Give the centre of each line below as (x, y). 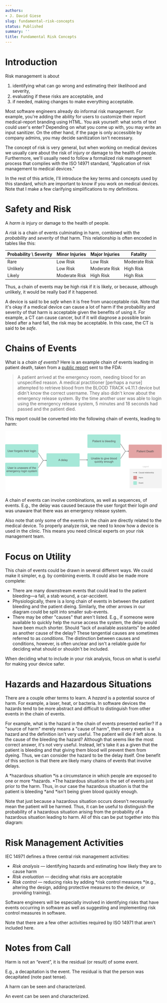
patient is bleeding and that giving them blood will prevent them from (76, 750)
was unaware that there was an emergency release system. (66, 511)
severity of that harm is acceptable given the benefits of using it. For (75, 312)
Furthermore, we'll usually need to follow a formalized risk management (79, 158)
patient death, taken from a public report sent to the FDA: (64, 367)
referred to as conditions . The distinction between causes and (76, 639)
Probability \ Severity (30, 254)
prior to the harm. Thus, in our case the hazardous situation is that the (77, 786)
